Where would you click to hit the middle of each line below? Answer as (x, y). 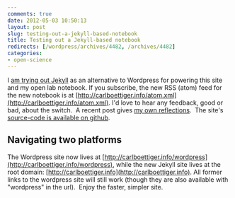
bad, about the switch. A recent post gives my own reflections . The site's (115, 110)
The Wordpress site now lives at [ (56, 157)
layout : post (27, 27)
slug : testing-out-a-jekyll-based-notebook (73, 34)
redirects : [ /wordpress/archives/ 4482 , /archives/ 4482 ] (91, 47)
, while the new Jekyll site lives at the (166, 164)
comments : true (30, 14)
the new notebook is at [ (42, 95)
